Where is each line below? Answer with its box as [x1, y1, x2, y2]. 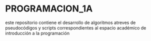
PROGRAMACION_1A [5, 3, 93, 14]
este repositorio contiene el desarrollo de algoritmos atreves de [5, 19, 136, 25]
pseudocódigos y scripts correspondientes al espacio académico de [5, 24, 146, 30]
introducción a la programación [5, 30, 70, 36]
